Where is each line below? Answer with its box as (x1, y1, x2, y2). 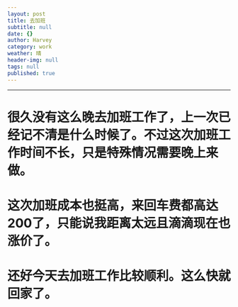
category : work (7, 43, 52, 50)
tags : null (7, 63, 40, 70)
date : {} (7, 30, 33, 38)
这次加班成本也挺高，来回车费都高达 (7, 197, 219, 213)
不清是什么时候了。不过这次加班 (32, 127, 219, 143)
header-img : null (7, 57, 59, 64)
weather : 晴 (7, 50, 42, 57)
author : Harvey (7, 37, 52, 44)
